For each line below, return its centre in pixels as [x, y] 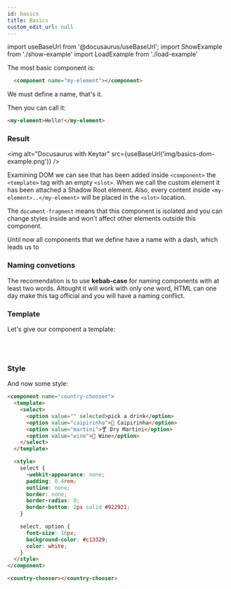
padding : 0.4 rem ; [51, 481]
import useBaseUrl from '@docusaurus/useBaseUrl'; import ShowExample [115, 47]
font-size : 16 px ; [51, 533]
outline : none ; [48, 488]
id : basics [23, 14]
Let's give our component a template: [61, 329]
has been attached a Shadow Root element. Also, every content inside [109, 190]
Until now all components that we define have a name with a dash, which [113, 240]
